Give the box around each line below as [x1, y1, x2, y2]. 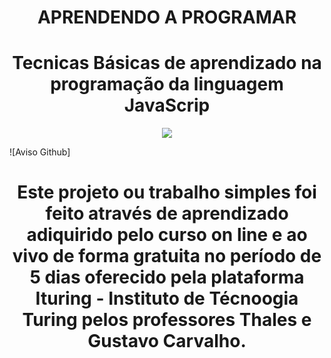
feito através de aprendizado [45, 202, 289, 225]
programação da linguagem [50, 73, 284, 96]
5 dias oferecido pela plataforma [29, 266, 305, 289]
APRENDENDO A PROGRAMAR [37, 6, 297, 29]
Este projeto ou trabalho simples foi [17, 181, 317, 204]
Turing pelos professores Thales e [22, 309, 312, 331]
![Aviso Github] [9, 146, 71, 158]
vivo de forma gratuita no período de [12, 245, 322, 268]
